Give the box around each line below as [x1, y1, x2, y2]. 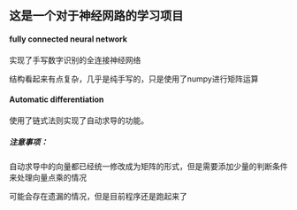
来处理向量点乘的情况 [9, 172, 87, 183]
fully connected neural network [9, 34, 128, 44]
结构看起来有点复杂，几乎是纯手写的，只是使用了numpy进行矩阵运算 [9, 74, 259, 84]
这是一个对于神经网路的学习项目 [9, 8, 184, 24]
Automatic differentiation [9, 94, 104, 105]
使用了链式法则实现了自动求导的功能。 [9, 114, 148, 126]
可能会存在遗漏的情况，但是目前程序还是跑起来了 [9, 191, 187, 201]
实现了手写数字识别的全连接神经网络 [9, 54, 141, 65]
